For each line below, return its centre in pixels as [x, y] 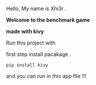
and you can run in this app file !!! [46, 76]
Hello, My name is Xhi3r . [36, 9]
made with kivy [25, 31]
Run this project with [31, 43]
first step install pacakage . [39, 54]
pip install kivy [27, 65]
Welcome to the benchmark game [48, 20]
